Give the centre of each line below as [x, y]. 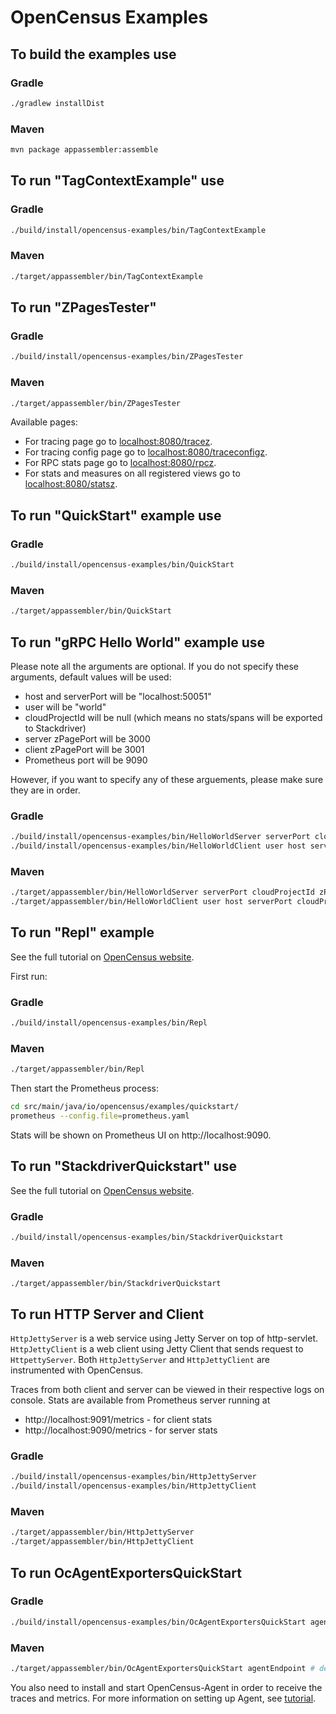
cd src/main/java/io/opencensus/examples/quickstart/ [125, 1107]
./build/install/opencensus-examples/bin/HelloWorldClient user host [158, 846]
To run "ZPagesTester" [83, 307]
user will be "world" [65, 707]
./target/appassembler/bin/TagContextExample [106, 276]
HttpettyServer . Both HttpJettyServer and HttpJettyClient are [140, 1360]
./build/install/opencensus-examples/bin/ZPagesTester [127, 357]
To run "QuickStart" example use [116, 515]
